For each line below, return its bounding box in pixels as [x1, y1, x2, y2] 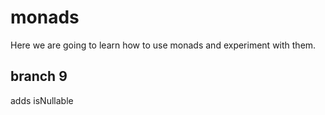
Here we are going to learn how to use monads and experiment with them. [10, 39, 317, 51]
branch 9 [10, 68, 68, 85]
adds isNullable [10, 94, 74, 106]
